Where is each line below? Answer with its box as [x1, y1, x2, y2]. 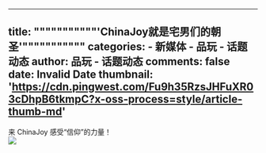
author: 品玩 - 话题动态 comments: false [31, 55, 230, 68]
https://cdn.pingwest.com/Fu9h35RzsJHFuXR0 [11, 80, 254, 94]
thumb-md [8, 105, 63, 119]
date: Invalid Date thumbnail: [8, 68, 154, 82]
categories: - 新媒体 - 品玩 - [87, 40, 225, 54]
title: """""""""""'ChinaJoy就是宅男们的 [8, 25, 211, 39]
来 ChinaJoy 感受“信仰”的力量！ [8, 127, 112, 136]
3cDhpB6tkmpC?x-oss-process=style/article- [8, 93, 243, 106]
